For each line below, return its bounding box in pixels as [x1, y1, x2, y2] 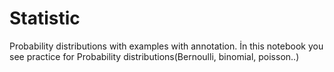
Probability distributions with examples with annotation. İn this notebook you [9, 40, 324, 52]
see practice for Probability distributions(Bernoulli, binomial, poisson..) [9, 50, 300, 62]
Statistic [9, 7, 81, 30]
